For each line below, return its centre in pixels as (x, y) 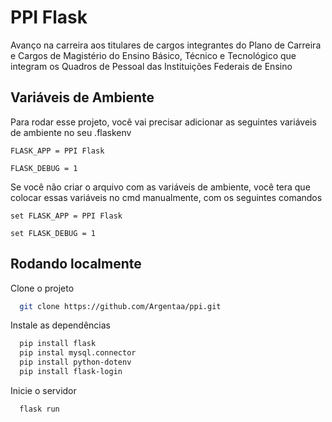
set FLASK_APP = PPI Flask (66, 216)
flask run (39, 409)
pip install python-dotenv (75, 362)
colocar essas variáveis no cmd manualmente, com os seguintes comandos (166, 197)
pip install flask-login (71, 372)
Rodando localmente (76, 264)
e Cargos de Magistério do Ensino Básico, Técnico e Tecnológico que (153, 55)
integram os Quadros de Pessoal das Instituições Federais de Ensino (151, 66)
